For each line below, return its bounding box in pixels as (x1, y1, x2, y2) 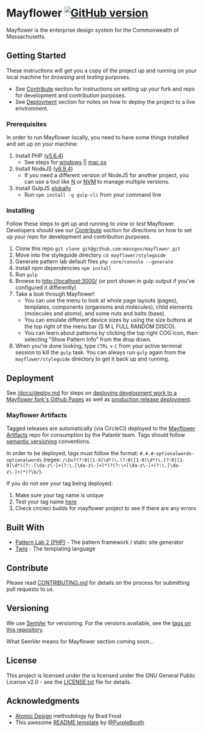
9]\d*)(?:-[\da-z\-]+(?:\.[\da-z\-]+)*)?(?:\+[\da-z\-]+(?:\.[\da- (6, 463, 181, 469)
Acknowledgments (6, 696, 80, 706)
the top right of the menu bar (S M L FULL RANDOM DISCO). (24, 323, 177, 330)
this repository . (6, 626, 44, 633)
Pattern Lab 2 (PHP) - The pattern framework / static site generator (15, 538, 184, 546)
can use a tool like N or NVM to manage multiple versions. (24, 178, 170, 186)
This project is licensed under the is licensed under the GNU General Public (6, 672, 196, 679)
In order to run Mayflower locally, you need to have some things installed (6, 134, 189, 141)
